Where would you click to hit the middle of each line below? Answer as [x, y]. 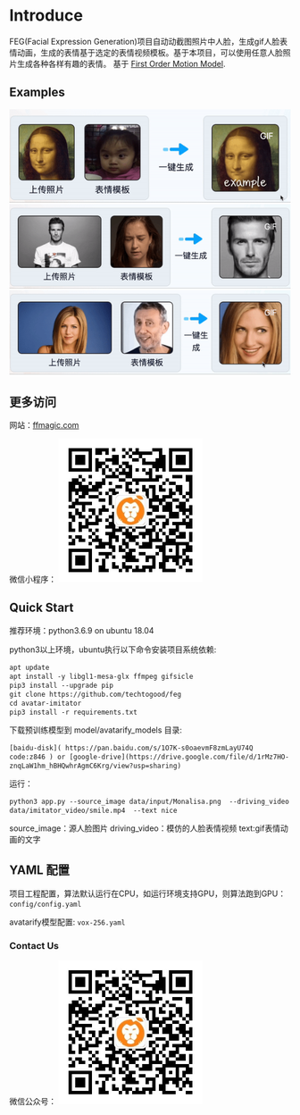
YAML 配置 [39, 871]
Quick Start [42, 608]
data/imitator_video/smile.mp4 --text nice [93, 810]
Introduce [46, 16]
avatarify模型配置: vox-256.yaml [67, 922]
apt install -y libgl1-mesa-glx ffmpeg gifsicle [101, 676]
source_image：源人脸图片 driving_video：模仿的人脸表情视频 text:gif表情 [145, 828]
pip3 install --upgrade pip [62, 685]
